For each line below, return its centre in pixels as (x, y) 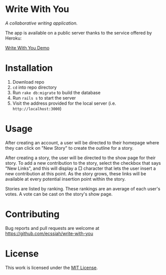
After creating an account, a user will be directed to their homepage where (82, 143)
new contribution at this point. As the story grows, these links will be (76, 173)
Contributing (32, 214)
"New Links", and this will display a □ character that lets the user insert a (81, 168)
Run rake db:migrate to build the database (56, 92)
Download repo (28, 82)
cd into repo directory (34, 87)
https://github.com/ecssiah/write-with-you (49, 233)
